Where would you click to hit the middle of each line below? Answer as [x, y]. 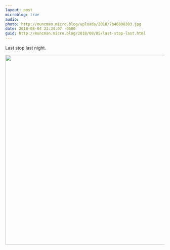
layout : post [19, 10]
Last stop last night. [26, 48]
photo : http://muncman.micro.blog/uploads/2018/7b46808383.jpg [73, 24]
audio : [12, 19]
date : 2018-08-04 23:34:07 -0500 [40, 29]
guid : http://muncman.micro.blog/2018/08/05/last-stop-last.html [75, 33]
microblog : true [22, 15]
